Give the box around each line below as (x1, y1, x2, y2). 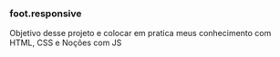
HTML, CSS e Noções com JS (9, 37, 122, 48)
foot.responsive (9, 7, 82, 20)
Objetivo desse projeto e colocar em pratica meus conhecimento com (9, 28, 272, 39)
